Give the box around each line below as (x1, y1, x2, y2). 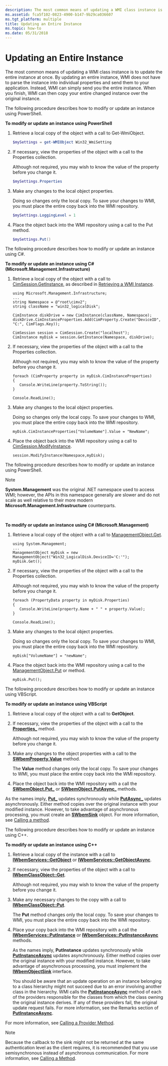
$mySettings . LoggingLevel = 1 (12, 213, 76, 218)
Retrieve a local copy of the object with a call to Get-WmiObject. (12, 130, 145, 136)
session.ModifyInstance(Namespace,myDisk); (12, 453, 105, 458)
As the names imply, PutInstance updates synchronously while (12, 947, 143, 953)
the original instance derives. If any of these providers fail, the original (12, 999, 157, 1006)
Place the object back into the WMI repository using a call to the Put (12, 222, 153, 228)
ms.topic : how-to (5, 26, 42, 31)
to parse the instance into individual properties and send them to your (5, 79, 149, 85)
